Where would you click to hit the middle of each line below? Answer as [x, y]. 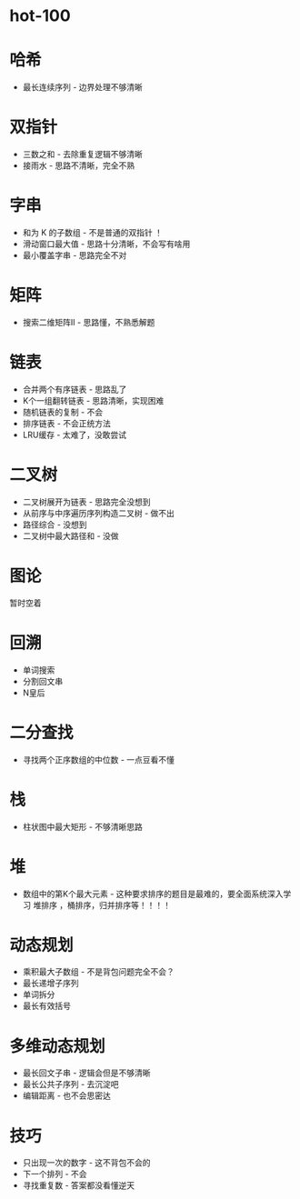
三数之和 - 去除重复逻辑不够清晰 [83, 155]
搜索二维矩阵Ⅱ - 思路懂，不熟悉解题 [89, 322]
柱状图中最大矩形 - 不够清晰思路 [83, 826]
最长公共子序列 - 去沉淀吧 [71, 1084]
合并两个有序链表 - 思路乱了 [75, 389]
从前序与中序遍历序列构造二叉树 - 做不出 [99, 513]
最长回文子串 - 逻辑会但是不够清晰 [87, 1073]
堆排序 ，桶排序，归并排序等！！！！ [102, 904]
